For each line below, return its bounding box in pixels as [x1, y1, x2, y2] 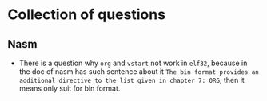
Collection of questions [7, 6, 165, 24]
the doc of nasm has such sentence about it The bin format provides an [18, 67, 259, 76]
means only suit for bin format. [18, 84, 121, 93]
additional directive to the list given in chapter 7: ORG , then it [18, 76, 245, 84]
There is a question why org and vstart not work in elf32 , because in [18, 58, 248, 68]
